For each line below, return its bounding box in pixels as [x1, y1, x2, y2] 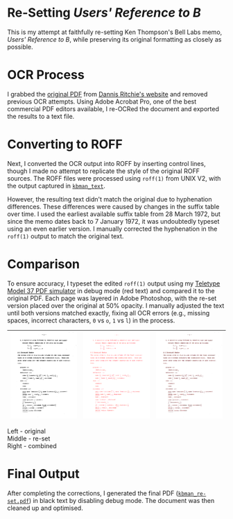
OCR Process [7, 67, 85, 83]
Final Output [7, 466, 80, 481]
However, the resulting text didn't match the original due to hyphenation [7, 195, 213, 203]
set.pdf [7, 497, 30, 504]
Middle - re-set [7, 434, 51, 443]
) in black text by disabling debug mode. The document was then [28, 496, 215, 504]
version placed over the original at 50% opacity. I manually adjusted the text [7, 301, 225, 310]
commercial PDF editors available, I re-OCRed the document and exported [7, 104, 220, 113]
